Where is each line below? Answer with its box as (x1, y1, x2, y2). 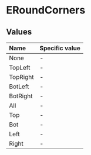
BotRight (9, 92, 33, 100)
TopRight (9, 73, 34, 81)
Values (6, 27, 32, 37)
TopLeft (9, 64, 31, 71)
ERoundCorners (6, 4, 86, 17)
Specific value (39, 44, 81, 52)
